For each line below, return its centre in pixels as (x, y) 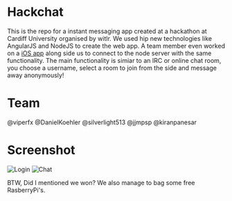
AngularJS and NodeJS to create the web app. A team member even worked (116, 46)
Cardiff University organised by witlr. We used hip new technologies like (110, 38)
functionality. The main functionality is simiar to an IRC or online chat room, (114, 60)
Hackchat (35, 12)
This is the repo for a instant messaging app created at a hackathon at (107, 31)
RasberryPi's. (26, 190)
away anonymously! (36, 75)
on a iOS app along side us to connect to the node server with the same (109, 53)
